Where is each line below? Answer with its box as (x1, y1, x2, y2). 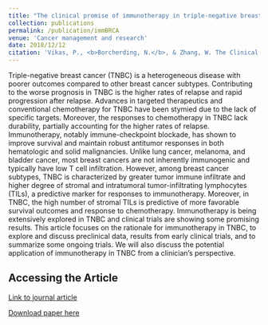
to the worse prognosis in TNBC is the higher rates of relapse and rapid (8, 88, 242, 96)
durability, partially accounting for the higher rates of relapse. (8, 121, 210, 131)
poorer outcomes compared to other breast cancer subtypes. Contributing (8, 79, 253, 88)
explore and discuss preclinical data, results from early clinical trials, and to (8, 232, 256, 241)
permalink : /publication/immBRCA (8, 26, 120, 34)
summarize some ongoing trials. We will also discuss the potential (8, 240, 225, 249)
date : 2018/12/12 (8, 41, 66, 49)
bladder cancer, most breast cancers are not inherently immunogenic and (8, 155, 250, 164)
